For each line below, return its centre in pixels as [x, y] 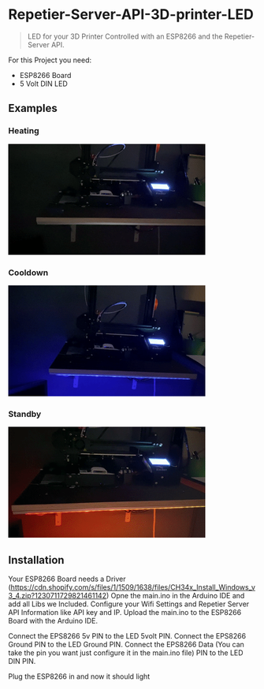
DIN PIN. [22, 661]
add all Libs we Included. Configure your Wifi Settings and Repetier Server [129, 604]
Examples [33, 108]
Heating [24, 131]
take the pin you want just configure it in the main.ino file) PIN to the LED [126, 653]
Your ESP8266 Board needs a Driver [67, 579]
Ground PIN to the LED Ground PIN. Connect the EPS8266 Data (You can [126, 645]
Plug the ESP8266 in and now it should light [79, 676]
